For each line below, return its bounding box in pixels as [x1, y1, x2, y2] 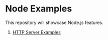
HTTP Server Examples [12, 29, 61, 35]
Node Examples [5, 3, 72, 14]
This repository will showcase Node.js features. [5, 19, 104, 25]
